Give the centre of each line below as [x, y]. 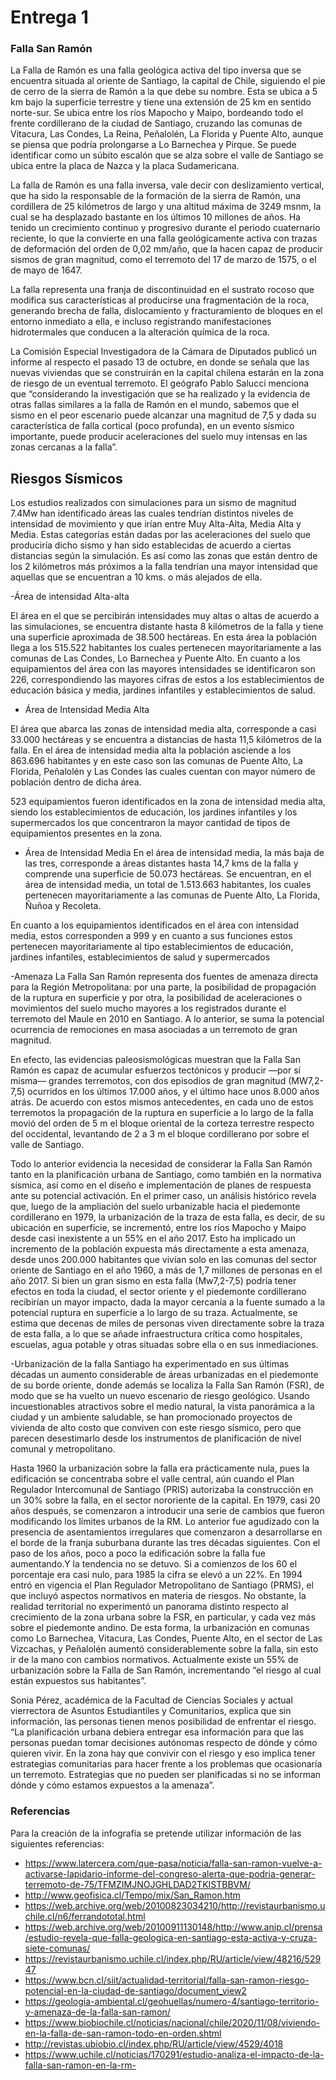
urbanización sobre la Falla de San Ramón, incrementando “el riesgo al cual [166, 1670]
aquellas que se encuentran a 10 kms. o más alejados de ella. [136, 577]
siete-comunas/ [57, 1948]
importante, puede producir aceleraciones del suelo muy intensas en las [159, 437]
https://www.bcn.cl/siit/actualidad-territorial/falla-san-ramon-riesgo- [167, 1980]
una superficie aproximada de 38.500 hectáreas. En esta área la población [163, 637]
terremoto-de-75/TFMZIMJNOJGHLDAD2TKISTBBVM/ [137, 1884]
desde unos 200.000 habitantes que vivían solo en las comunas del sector [163, 1260]
